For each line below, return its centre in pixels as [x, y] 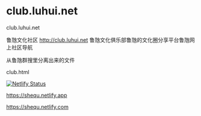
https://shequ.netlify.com [38, 106]
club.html [18, 72]
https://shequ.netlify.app [37, 95]
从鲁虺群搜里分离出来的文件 [41, 60]
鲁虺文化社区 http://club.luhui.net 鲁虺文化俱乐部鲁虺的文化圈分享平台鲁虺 [98, 39]
